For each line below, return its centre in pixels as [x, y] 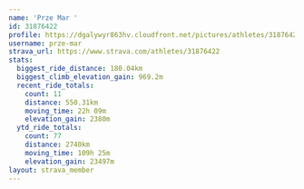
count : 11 [44, 94]
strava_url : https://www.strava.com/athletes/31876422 [114, 52]
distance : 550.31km [62, 102]
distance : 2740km [58, 144]
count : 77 [44, 136]
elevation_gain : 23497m [70, 161]
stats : [21, 60]
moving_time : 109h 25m [68, 153]
